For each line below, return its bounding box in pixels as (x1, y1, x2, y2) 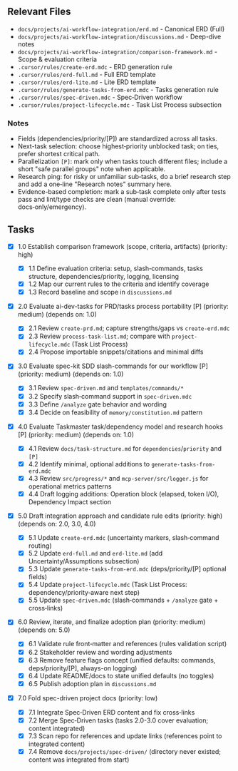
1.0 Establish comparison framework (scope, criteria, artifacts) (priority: (17, 242, 228, 250)
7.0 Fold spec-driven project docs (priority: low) (17, 693, 158, 702)
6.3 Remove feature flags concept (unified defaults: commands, (28, 655, 216, 664)
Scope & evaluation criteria (17, 55, 98, 63)
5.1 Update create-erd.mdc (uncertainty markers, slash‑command (28, 533, 219, 542)
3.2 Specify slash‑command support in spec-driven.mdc (28, 392, 192, 400)
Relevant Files (7, 6, 71, 18)
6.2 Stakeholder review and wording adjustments (28, 648, 172, 656)
